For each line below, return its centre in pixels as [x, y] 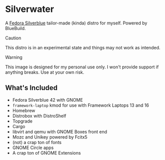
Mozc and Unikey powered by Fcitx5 [50, 137]
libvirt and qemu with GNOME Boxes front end [60, 132]
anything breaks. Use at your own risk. [45, 72]
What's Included [31, 88]
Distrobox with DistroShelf [39, 116]
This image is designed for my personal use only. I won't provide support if [82, 67]
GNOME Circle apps [33, 148]
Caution [13, 38]
